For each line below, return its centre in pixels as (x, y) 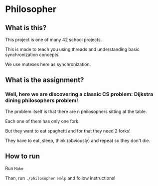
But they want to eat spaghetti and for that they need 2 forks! (68, 130)
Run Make (14, 168)
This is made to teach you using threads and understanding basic (72, 49)
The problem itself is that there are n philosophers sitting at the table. (76, 111)
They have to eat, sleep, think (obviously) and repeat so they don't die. (78, 140)
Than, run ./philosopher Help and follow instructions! (60, 178)
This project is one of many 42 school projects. (54, 39)
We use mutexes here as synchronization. (48, 64)
